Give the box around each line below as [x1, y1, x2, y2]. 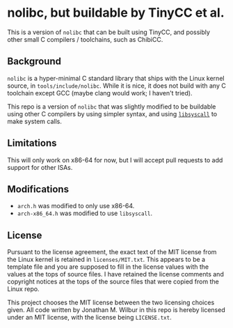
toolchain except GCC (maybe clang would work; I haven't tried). [7, 88, 193, 97]
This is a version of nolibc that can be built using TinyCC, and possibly [7, 28, 211, 36]
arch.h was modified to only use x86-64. [17, 202, 135, 210]
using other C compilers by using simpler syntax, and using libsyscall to [7, 109, 218, 118]
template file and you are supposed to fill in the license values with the [7, 263, 209, 271]
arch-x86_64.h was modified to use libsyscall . [17, 209, 153, 217]
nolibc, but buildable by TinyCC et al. [7, 5, 225, 21]
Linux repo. [7, 285, 40, 293]
